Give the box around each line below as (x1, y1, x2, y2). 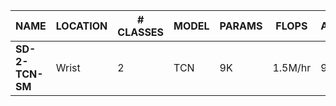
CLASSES (117, 25, 165, 39)
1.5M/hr (272, 61, 312, 74)
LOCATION (55, 19, 108, 33)
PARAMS (219, 19, 263, 33)
